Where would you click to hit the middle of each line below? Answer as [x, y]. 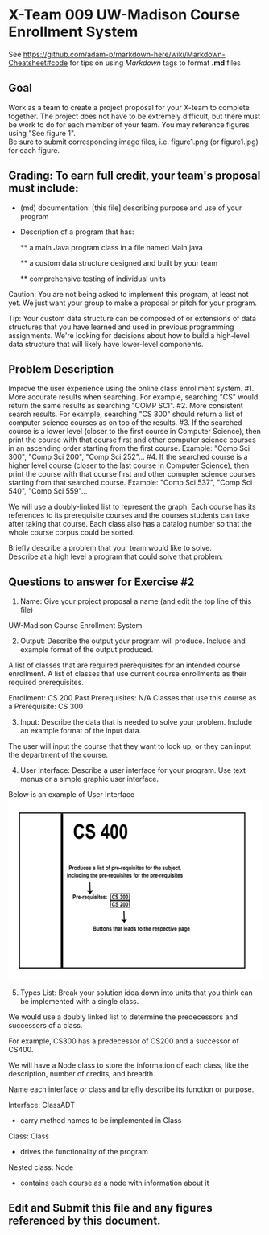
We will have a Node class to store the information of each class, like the [129, 1065]
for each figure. [34, 150]
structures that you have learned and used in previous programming [121, 327]
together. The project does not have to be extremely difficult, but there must [134, 116]
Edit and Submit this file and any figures [110, 1208]
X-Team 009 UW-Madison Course [124, 15]
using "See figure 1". [42, 133]
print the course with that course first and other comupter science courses [132, 474]
